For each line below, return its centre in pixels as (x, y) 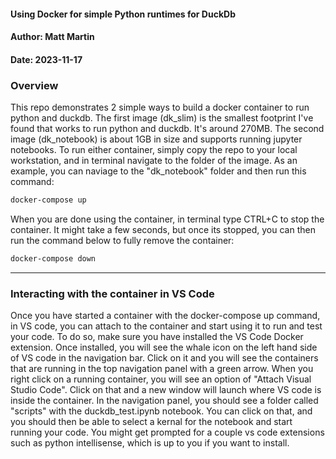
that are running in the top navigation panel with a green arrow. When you (162, 369)
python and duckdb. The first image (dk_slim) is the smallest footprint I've (162, 118)
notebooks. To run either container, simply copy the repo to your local (154, 150)
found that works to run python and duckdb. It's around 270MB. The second (167, 129)
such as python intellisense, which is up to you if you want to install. (150, 443)
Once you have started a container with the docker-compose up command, (165, 316)
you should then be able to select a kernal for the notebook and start (151, 422)
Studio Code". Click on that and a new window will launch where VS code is (166, 390)
